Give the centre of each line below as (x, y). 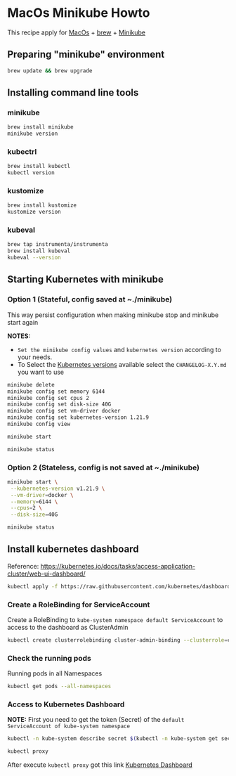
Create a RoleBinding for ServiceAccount (79, 604)
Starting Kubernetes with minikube (85, 279)
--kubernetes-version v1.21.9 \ (58, 489)
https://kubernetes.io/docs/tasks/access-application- (118, 566)
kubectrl (22, 151)
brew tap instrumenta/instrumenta (58, 245)
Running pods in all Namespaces (55, 673)
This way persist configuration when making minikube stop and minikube (113, 315)
